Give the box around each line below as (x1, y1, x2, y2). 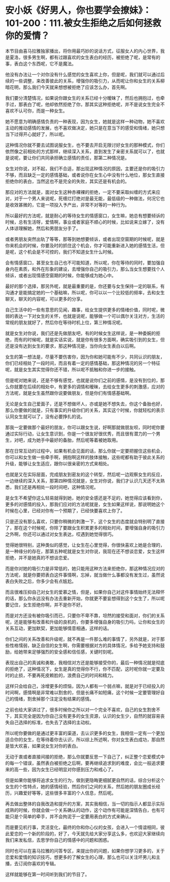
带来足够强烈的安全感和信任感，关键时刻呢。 (22, 649, 116, 655)
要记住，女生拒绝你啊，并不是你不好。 (5, 601, 85, 608)
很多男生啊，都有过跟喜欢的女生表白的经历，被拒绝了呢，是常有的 (22, 54, 160, 60)
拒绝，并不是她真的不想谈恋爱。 (5, 554, 72, 561)
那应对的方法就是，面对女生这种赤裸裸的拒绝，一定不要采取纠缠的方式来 (5, 189, 156, 195)
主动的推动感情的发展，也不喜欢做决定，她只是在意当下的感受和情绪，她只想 (5, 125, 165, 131)
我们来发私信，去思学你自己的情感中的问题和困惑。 (5, 837, 112, 843)
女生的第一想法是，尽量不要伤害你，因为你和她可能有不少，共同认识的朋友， (5, 354, 165, 360)
